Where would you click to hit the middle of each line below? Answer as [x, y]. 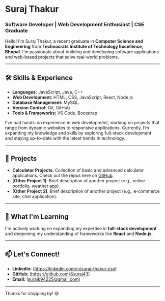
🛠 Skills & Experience [39, 78]
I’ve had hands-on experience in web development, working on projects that [82, 123]
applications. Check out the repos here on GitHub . [63, 175]
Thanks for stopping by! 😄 [32, 293]
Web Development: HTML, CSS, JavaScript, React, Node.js [72, 98]
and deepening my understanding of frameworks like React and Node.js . [79, 234]
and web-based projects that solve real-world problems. [62, 57]
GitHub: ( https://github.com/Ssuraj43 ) [51, 274]
